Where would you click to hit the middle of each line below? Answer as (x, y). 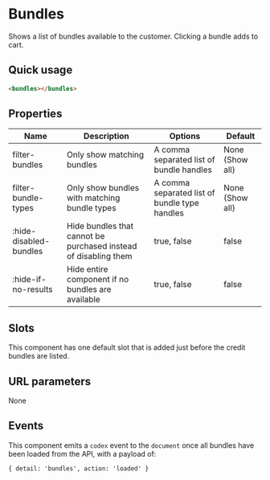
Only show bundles (103, 188)
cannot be (86, 236)
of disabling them (100, 256)
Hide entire (88, 269)
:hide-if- (29, 280)
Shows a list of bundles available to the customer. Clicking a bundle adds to (133, 36)
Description (106, 136)
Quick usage (41, 70)
